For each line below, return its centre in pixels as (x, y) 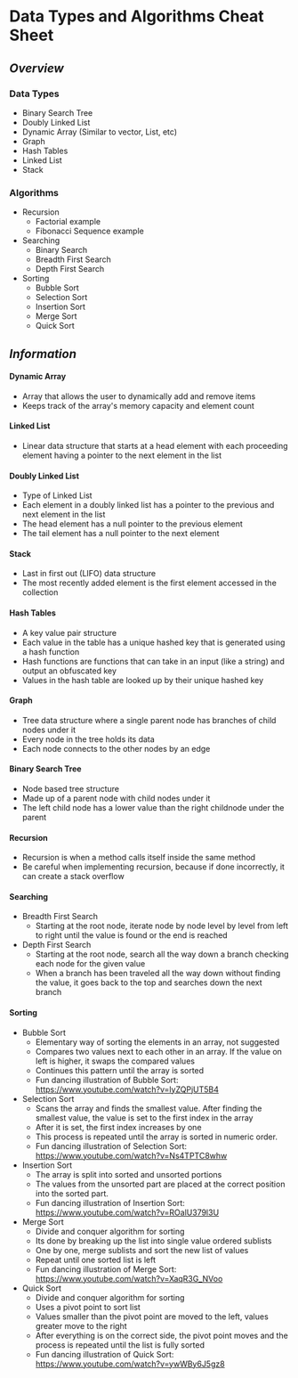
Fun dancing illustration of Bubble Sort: (107, 1080)
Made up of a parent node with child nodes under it (116, 798)
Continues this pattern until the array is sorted (120, 1070)
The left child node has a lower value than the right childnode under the (153, 807)
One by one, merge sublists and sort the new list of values (142, 1250)
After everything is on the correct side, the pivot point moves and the (162, 1335)
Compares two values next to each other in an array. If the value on (159, 1051)
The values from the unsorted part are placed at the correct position (160, 1184)
